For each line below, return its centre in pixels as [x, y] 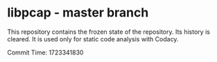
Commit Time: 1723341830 [45, 52]
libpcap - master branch [78, 13]
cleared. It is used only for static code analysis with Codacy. [93, 39]
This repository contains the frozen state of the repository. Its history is [108, 32]
